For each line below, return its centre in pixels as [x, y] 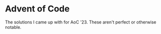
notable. [13, 27]
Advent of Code [37, 9]
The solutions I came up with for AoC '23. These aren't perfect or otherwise [81, 22]
